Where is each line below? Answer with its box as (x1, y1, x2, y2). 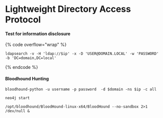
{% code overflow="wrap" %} (5, 42, 67, 48)
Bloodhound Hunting (5, 75, 49, 81)
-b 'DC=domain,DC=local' (5, 56, 57, 60)
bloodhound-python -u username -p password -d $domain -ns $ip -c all (5, 87, 157, 92)
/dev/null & (5, 108, 30, 114)
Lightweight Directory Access (5, 3, 131, 15)
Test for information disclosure (5, 31, 71, 37)
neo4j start (5, 95, 30, 100)
